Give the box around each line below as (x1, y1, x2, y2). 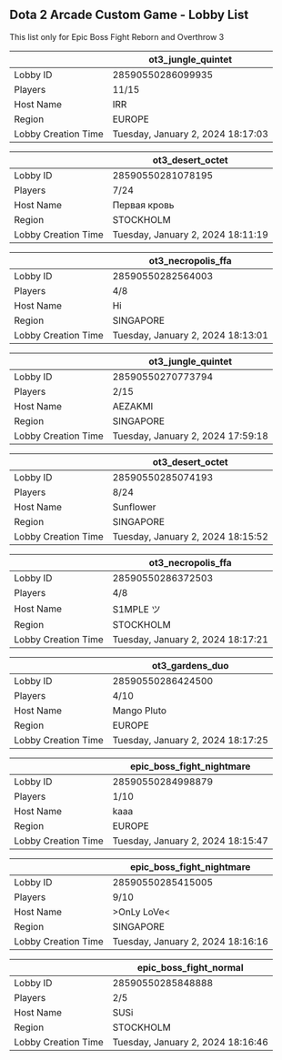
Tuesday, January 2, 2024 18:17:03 (112, 127, 268, 140)
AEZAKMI (112, 399, 154, 412)
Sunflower (112, 500, 156, 513)
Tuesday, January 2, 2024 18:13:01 (112, 328, 268, 341)
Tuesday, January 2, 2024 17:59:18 (112, 429, 268, 442)
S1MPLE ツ (112, 602, 161, 615)
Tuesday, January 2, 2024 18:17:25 (112, 733, 268, 746)
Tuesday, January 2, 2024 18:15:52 (112, 530, 268, 542)
